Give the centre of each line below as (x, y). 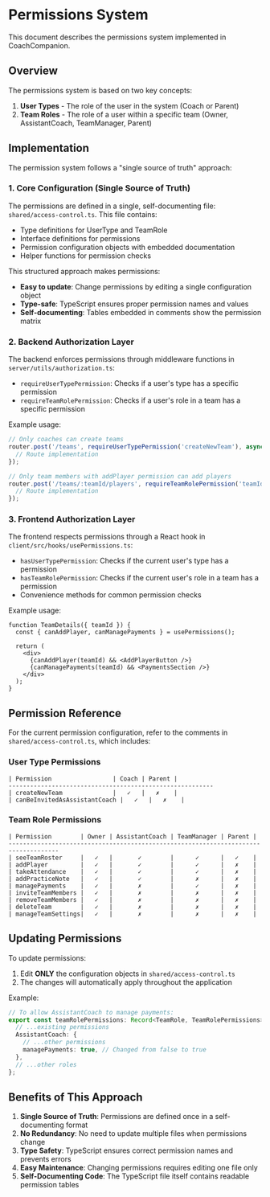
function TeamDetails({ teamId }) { (70, 625)
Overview (33, 71)
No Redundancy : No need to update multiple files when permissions (133, 1133)
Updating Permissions (65, 939)
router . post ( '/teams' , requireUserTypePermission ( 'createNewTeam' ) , (125, 447)
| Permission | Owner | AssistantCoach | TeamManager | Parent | (133, 836)
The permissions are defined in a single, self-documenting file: (112, 206)
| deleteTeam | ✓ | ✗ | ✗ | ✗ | (133, 907)
